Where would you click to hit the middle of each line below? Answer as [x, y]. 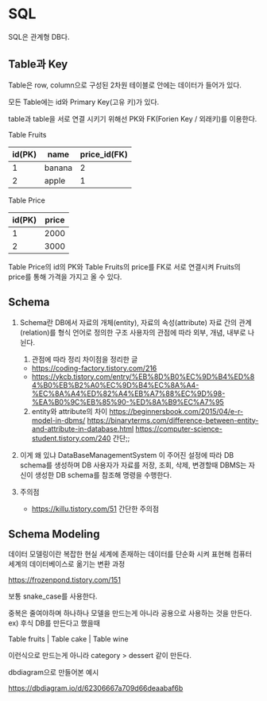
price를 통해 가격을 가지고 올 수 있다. [65, 277]
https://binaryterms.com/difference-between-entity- [173, 420]
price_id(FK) [104, 154]
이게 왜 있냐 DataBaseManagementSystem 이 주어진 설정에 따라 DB [127, 455]
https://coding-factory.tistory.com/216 [94, 368]
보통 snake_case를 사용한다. [53, 596]
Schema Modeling [54, 534]
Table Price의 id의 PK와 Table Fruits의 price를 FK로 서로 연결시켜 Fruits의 [124, 266]
